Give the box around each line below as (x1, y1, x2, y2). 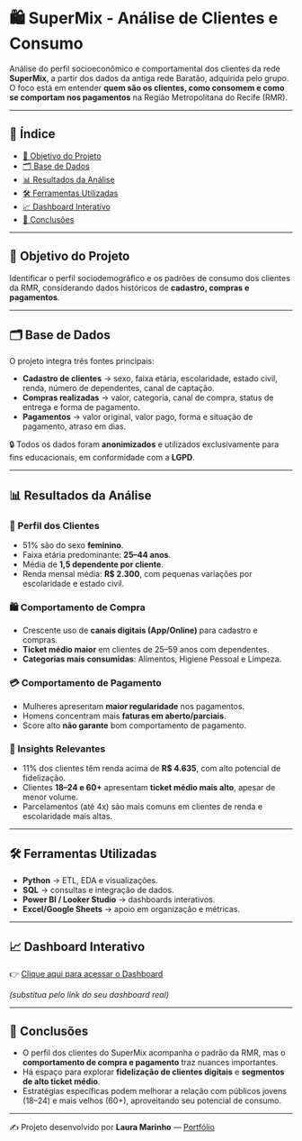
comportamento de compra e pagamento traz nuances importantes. (22, 1057, 279, 1068)
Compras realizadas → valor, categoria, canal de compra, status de (22, 392, 274, 403)
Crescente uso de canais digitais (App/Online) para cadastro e (22, 625, 258, 636)
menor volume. (22, 791, 79, 802)
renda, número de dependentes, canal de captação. (22, 383, 216, 394)
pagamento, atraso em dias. (22, 421, 127, 432)
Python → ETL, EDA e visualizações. (22, 874, 159, 885)
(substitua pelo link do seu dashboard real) (9, 989, 169, 1000)
